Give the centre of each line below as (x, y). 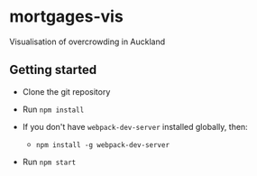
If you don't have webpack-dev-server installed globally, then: (135, 126)
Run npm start (49, 162)
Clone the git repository (66, 91)
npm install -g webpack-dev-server (102, 145)
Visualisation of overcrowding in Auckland (87, 42)
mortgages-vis (66, 17)
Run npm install (53, 109)
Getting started (53, 70)
